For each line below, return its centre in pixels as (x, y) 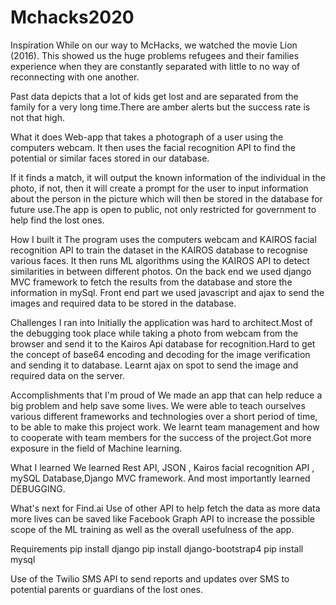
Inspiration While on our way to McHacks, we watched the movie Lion (154, 45)
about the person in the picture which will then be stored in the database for (166, 198)
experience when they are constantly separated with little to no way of (155, 66)
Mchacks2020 (72, 17)
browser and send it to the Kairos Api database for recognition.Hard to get (163, 343)
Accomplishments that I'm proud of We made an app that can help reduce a (166, 395)
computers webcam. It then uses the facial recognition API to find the (153, 147)
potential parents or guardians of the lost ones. (107, 589)
